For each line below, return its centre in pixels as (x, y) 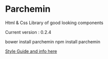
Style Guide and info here (31, 51)
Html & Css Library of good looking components (54, 23)
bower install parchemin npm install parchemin (53, 42)
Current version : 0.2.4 (28, 32)
